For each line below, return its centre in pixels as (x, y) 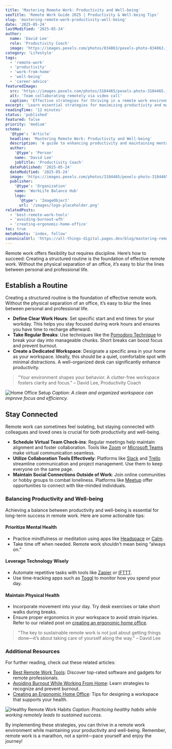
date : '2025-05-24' (26, 24)
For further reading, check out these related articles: (61, 662)
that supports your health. (40, 700)
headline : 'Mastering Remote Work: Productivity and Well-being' (81, 139)
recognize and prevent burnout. (46, 689)
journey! (14, 741)
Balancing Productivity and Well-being (54, 499)
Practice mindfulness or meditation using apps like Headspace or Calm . (88, 539)
